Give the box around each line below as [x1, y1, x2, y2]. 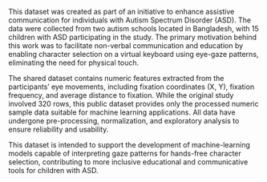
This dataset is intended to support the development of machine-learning [8, 140, 251, 149]
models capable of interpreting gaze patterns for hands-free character [8, 148, 242, 158]
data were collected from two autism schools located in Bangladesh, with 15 [8, 24, 259, 33]
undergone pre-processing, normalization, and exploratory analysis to [8, 116, 240, 125]
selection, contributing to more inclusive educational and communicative [8, 157, 249, 167]
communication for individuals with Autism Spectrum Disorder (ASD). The [8, 15, 251, 25]
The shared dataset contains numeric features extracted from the [8, 74, 225, 83]
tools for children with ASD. [8, 166, 99, 175]
